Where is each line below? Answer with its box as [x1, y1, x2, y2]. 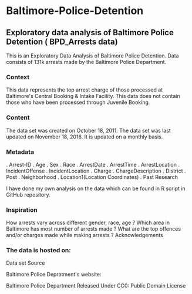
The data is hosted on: [6, 246, 72, 255]
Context [6, 73, 30, 81]
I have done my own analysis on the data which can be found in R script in [6, 185, 186, 192]
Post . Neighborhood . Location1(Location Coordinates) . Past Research [6, 173, 178, 180]
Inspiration [6, 205, 38, 214]
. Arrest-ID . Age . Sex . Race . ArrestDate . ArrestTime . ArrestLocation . [6, 161, 180, 168]
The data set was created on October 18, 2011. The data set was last [6, 127, 171, 134]
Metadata [6, 148, 34, 156]
